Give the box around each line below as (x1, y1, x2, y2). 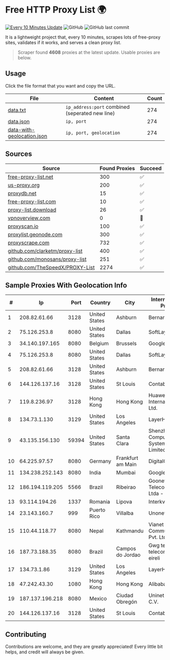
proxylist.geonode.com (8, 231, 63, 238)
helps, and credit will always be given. (5, 649, 84, 655)
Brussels (116, 340, 137, 347)
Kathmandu (116, 527, 144, 534)
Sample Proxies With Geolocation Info (5, 281, 127, 289)
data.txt (8, 106, 26, 113)
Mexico (89, 595, 107, 602)
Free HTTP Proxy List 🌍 (5, 4, 107, 16)
